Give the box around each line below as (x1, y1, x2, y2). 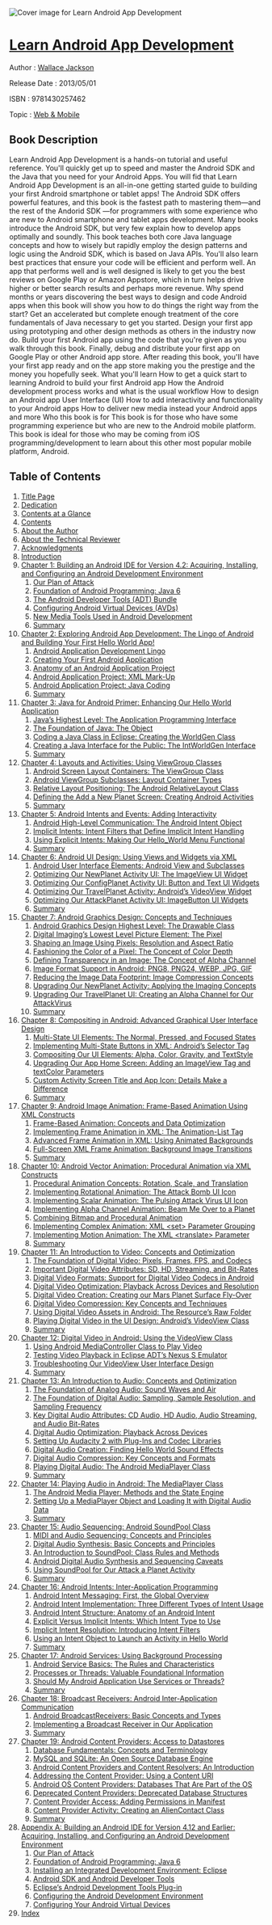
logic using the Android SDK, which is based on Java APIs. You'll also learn (9, 249, 259, 259)
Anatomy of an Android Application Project (32, 663, 176, 672)
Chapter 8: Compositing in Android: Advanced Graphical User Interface (20, 1015, 258, 1025)
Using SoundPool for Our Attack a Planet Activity (32, 1565, 196, 1574)
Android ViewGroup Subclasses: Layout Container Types (32, 774, 222, 784)
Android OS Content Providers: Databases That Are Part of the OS (32, 1779, 253, 1789)
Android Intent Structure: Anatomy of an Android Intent (32, 1607, 216, 1617)
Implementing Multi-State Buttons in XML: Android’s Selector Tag (32, 1041, 249, 1051)
